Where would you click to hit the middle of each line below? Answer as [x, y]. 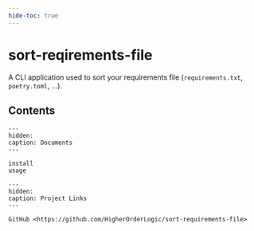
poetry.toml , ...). [35, 85]
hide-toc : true [33, 16]
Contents [32, 110]
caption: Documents [41, 143]
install [21, 164]
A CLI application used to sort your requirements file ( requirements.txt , [126, 77]
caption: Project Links [48, 199]
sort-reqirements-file [80, 55]
